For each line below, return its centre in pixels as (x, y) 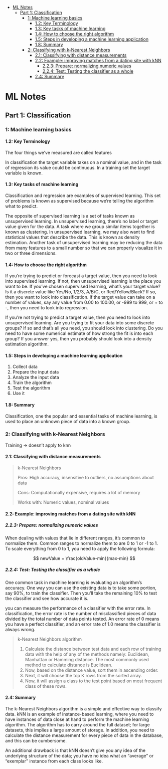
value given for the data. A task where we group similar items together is (80, 226)
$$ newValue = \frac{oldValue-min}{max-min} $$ (84, 558)
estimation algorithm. (27, 344)
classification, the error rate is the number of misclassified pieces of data (81, 613)
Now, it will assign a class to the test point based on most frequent (94, 681)
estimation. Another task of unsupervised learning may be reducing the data (84, 242)
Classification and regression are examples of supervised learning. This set (83, 196)
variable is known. (24, 173)
